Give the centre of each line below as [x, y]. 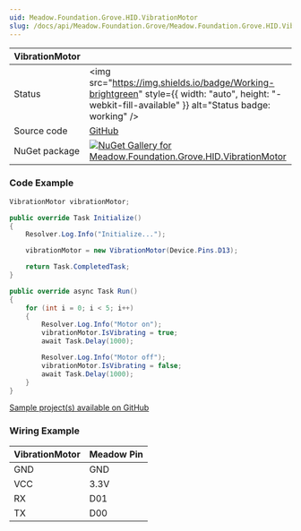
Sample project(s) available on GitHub [79, 407]
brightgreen [114, 93]
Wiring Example [45, 431]
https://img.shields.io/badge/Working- [193, 82]
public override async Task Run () [74, 291]
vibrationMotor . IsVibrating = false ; [112, 365]
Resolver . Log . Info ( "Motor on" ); [102, 325]
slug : [19, 26]
